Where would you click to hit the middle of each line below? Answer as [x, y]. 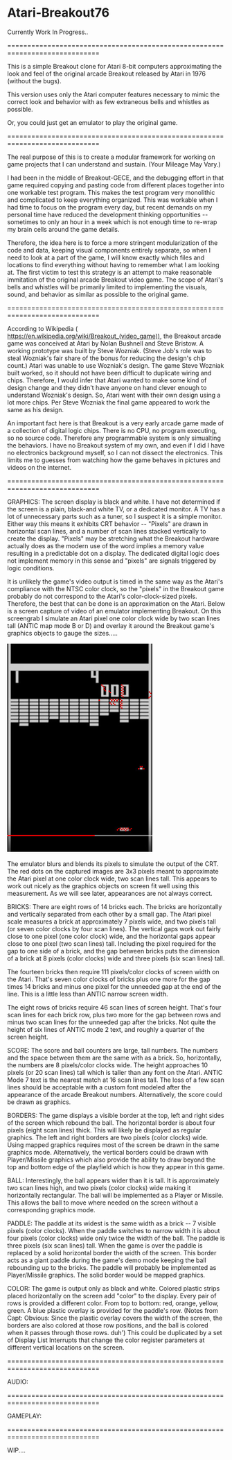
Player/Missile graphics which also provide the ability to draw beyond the [111, 1160]
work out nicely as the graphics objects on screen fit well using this [103, 885]
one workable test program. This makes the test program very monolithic [111, 192]
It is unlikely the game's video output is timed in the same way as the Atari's [115, 582]
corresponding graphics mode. [51, 1209]
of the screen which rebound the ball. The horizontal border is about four [111, 1123]
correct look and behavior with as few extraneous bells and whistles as [108, 101]
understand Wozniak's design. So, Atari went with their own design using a [114, 395]
